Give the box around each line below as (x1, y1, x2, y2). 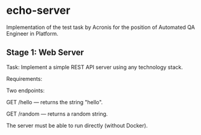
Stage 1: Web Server (6, 48, 85, 58)
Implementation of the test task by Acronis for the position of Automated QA (6, 24, 195, 31)
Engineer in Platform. (6, 30, 59, 37)
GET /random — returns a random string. (6, 110, 108, 118)
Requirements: (6, 75, 42, 82)
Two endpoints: (6, 87, 45, 94)
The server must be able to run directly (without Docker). (6, 122, 148, 129)
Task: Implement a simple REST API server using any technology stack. (6, 63, 183, 71)
